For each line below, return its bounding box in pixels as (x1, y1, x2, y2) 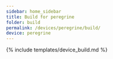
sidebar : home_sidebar (6, 8, 61, 15)
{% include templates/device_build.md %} (6, 46, 108, 53)
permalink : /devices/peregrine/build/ (6, 25, 101, 31)
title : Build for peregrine (6, 14, 75, 20)
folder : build (6, 19, 41, 25)
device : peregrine (6, 30, 51, 36)
